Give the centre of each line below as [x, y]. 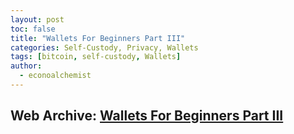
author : [26, 66]
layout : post [37, 19]
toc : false [33, 29]
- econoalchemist [55, 76]
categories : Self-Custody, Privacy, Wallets [104, 47]
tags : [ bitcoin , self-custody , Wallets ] [96, 57]
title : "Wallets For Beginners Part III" [98, 38]
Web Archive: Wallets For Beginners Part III [147, 116]
